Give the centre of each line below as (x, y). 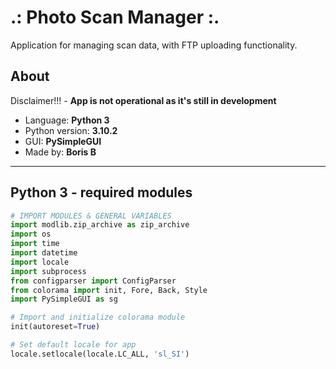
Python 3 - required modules (101, 192)
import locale (40, 262)
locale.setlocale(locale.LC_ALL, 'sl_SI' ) (100, 354)
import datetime (44, 253)
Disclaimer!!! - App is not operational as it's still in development (143, 100)
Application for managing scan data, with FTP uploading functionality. (154, 45)
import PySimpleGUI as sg (64, 299)
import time (35, 244)
